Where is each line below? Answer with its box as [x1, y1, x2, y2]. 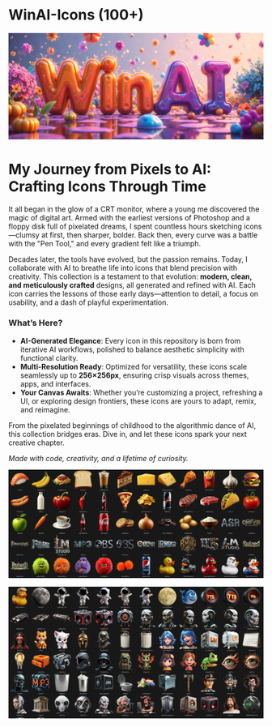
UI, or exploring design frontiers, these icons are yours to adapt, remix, [19, 396, 257, 406]
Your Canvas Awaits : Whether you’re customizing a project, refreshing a [19, 387, 263, 397]
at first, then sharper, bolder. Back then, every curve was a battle [41, 229, 258, 240]
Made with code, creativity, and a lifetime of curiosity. [8, 453, 189, 463]
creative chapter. [8, 438, 65, 447]
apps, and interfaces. [19, 378, 91, 388]
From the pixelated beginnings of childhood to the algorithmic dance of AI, [8, 420, 257, 430]
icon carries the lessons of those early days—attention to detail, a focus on [8, 289, 259, 298]
